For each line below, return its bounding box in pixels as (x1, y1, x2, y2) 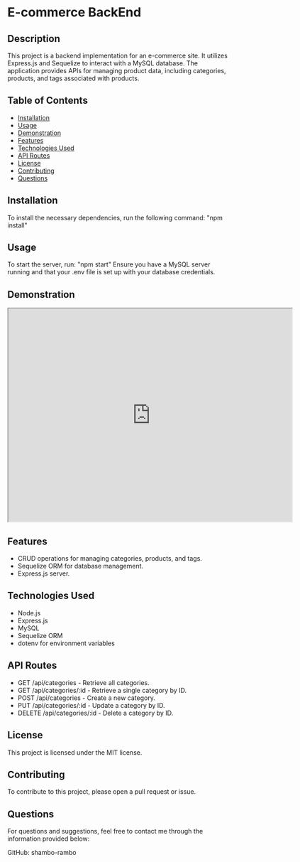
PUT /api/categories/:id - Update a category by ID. (17, 701, 165, 709)
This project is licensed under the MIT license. (7, 748, 143, 757)
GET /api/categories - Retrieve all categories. (17, 678, 150, 686)
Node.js (17, 608, 41, 617)
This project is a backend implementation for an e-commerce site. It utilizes (7, 51, 228, 60)
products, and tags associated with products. (7, 74, 140, 82)
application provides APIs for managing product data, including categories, (7, 67, 226, 75)
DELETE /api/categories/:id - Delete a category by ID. (17, 709, 174, 717)
